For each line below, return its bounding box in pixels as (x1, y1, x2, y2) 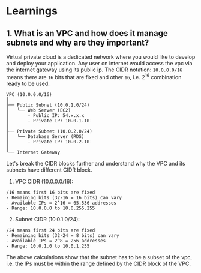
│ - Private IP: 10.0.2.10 (6, 139, 90, 145)
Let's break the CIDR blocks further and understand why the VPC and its (6, 160, 185, 167)
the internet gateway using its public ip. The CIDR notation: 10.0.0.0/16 (6, 66, 183, 73)
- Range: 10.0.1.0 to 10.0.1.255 (6, 243, 90, 249)
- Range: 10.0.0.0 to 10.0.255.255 (6, 205, 95, 211)
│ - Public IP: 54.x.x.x (6, 112, 85, 118)
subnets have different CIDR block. (6, 166, 92, 173)
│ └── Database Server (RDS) (6, 133, 85, 139)
